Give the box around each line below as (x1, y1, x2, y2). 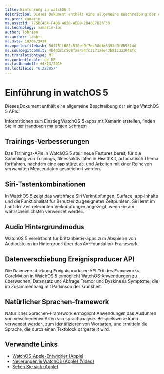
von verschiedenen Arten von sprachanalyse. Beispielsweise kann (5, 316, 138, 321)
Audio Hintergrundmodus (5, 223, 84, 231)
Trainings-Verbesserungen (5, 137, 89, 145)
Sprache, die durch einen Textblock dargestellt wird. (5, 326, 110, 332)
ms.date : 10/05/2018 (5, 39, 47, 44)
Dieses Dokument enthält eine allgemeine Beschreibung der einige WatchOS (5, 103, 159, 109)
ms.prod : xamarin (5, 16, 41, 21)
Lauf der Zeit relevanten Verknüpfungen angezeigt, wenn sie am (5, 203, 135, 209)
